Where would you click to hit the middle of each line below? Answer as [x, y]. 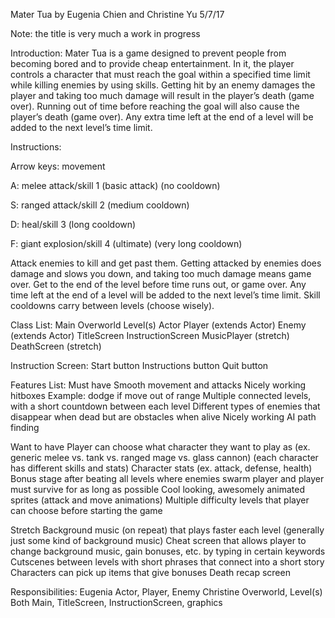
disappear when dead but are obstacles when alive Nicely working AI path [163, 417]
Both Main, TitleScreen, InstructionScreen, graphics [116, 602]
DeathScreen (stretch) [56, 346]
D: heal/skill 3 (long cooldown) [73, 224]
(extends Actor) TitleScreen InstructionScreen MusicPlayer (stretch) [150, 335]
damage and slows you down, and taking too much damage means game [161, 273]
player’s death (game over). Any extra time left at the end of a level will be [162, 117]
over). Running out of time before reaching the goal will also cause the [155, 106]
